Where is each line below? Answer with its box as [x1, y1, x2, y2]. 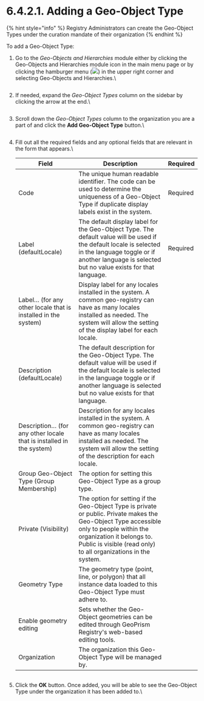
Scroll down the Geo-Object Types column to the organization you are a [15, 115, 195, 122]
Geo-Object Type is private [78, 502, 157, 510]
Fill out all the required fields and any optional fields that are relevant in [15, 138, 193, 146]
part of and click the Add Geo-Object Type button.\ [15, 121, 144, 129]
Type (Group [18, 476, 55, 485]
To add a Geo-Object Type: [6, 42, 75, 50]
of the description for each [78, 452, 155, 460]
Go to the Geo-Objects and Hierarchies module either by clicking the [15, 54, 187, 61]
